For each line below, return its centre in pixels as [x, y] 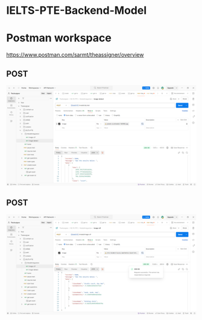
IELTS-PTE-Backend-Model [76, 11]
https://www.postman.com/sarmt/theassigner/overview [75, 55]
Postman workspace [59, 38]
